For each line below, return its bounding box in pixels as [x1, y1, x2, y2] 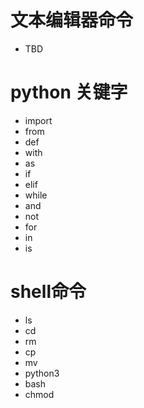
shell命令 [10, 281, 87, 303]
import [24, 114, 53, 126]
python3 [24, 367, 60, 379]
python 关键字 [10, 81, 128, 104]
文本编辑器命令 [10, 9, 134, 32]
